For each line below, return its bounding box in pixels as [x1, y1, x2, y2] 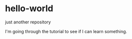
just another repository [5, 19, 51, 25]
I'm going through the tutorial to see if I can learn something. [5, 28, 127, 34]
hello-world [5, 3, 54, 14]
